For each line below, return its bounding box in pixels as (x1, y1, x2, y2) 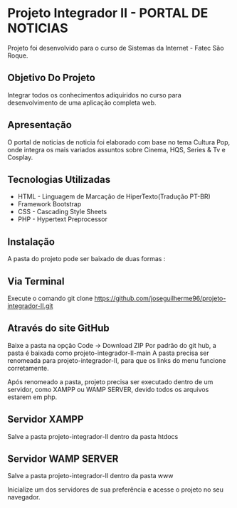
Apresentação (7, 119, 73, 131)
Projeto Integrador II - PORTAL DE (7, 5, 209, 21)
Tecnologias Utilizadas (7, 173, 111, 186)
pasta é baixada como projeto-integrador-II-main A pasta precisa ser (7, 349, 210, 357)
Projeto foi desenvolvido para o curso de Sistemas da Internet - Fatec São (7, 43, 224, 52)
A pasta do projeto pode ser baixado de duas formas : (7, 255, 166, 263)
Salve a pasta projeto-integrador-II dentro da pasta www (7, 472, 174, 480)
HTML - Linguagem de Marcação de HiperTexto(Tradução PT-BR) (17, 192, 211, 201)
